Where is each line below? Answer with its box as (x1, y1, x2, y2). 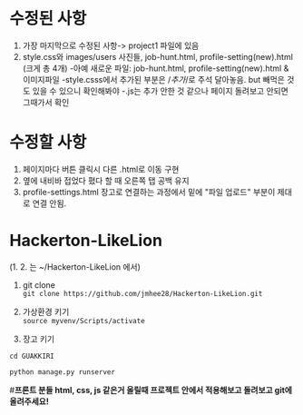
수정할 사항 (9, 133, 87, 153)
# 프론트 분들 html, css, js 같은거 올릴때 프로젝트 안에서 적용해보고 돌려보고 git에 (9, 384, 293, 395)
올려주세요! (9, 396, 50, 407)
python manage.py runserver (9, 367, 116, 377)
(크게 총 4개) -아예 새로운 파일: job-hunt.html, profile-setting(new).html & (22, 63, 289, 74)
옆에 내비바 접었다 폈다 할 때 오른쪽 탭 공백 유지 (22, 174, 190, 186)
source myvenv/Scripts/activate (22, 316, 145, 325)
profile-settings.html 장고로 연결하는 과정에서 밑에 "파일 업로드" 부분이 (22, 186, 276, 197)
